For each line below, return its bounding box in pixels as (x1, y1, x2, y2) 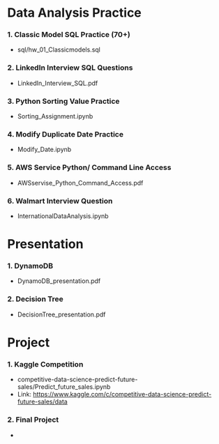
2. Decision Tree (7, 294, 64, 304)
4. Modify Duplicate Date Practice (7, 130, 124, 139)
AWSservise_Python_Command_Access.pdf (17, 178, 144, 187)
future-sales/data (17, 397, 68, 406)
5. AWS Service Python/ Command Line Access (7, 162, 172, 172)
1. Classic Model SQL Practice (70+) (7, 30, 130, 40)
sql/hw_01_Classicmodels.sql (17, 45, 101, 54)
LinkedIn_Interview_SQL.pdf (17, 79, 98, 87)
